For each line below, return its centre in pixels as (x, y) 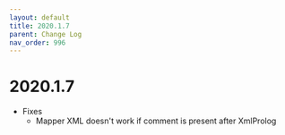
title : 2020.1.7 (39, 26)
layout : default (39, 17)
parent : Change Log (46, 34)
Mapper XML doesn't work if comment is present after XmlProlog (156, 121)
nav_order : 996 (38, 42)
